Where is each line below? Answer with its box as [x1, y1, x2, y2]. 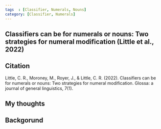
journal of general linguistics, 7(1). [5, 85, 73, 91]
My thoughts [5, 100, 45, 108]
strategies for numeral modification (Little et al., [5, 37, 154, 46]
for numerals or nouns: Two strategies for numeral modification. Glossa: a [5, 80, 154, 86]
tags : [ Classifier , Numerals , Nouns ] [5, 7, 87, 12]
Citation [5, 62, 30, 70]
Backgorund [5, 116, 44, 125]
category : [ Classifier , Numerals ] [5, 12, 76, 17]
